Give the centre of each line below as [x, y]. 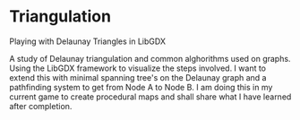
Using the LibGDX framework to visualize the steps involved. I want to [138, 68]
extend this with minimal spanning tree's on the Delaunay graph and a [138, 77]
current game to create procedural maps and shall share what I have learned [150, 97]
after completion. [41, 106]
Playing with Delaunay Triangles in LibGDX [87, 41]
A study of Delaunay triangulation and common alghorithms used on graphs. [150, 58]
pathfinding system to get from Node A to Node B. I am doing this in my [141, 87]
